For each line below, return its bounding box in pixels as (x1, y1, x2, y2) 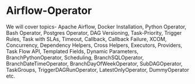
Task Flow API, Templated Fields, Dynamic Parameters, (6, 48, 139, 54)
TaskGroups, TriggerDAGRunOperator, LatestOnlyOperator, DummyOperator (6, 66, 190, 73)
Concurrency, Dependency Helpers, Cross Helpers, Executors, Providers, (6, 42, 183, 49)
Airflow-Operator (6, 4, 92, 17)
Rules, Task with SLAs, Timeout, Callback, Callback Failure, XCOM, (6, 35, 167, 42)
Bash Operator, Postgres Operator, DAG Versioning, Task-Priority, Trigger (6, 29, 182, 36)
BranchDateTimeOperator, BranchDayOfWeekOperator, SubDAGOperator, (6, 60, 183, 67)
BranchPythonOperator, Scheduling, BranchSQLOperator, (6, 54, 144, 61)
